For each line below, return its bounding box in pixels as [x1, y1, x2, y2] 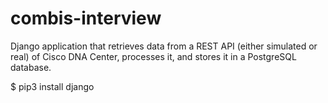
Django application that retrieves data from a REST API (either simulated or [10, 40, 318, 52]
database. [10, 61, 52, 73]
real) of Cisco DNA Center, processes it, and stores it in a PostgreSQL [10, 50, 297, 62]
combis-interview [10, 7, 162, 30]
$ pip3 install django [10, 80, 95, 92]
